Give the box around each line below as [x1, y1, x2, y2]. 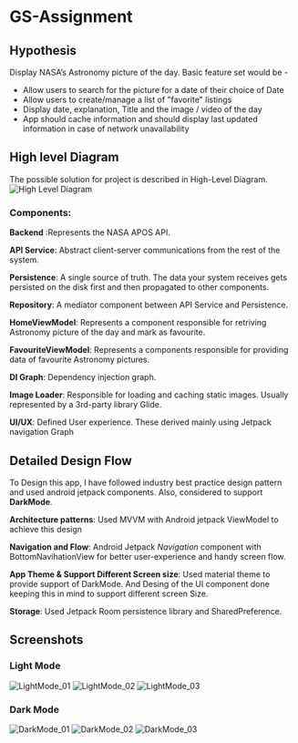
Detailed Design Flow [9, 453, 132, 469]
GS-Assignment [9, 6, 134, 27]
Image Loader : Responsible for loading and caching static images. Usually [9, 389, 289, 400]
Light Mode [9, 659, 61, 672]
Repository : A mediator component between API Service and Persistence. [9, 299, 289, 311]
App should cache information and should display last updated [22, 114, 258, 124]
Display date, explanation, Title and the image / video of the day [22, 104, 262, 115]
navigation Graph [9, 427, 75, 438]
